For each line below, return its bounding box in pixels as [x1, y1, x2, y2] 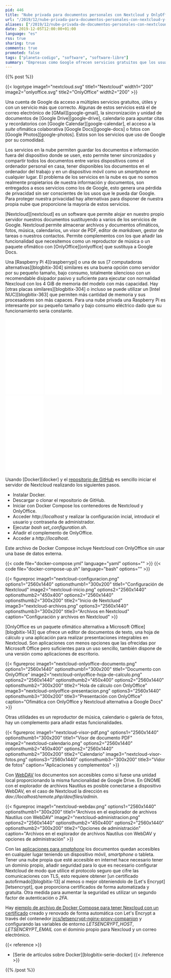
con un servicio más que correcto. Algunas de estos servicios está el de [5, 104, 157, 110]
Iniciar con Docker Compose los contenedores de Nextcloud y [12, 503, 144, 509]
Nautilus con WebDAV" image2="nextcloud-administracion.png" [5, 814, 140, 821]
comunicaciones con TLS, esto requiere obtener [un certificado [5, 873, 138, 879]
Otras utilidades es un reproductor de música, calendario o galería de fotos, [5, 714, 164, 720]
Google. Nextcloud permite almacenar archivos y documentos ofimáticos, [5, 222, 160, 228]
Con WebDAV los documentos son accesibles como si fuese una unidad [5, 772, 157, 778]
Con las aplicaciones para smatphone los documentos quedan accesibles [5, 846, 160, 852]
